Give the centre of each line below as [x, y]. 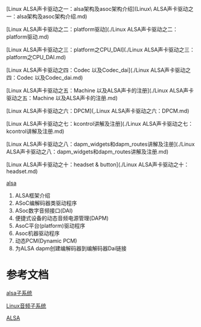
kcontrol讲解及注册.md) [35, 131]
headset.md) [22, 171]
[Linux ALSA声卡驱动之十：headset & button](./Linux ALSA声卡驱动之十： [98, 164]
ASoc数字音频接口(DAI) [44, 211]
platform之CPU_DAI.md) [36, 57]
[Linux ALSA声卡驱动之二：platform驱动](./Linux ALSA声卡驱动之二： [92, 29]
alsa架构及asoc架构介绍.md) [52, 16]
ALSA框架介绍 [33, 196]
